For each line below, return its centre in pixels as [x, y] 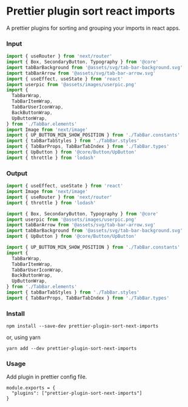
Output [17, 173]
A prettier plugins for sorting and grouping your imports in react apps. [93, 28]
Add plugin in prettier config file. [47, 377]
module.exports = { [31, 388]
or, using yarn [24, 337]
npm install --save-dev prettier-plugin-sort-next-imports [82, 326]
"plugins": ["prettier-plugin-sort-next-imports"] [77, 393]
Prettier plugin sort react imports [91, 11]
